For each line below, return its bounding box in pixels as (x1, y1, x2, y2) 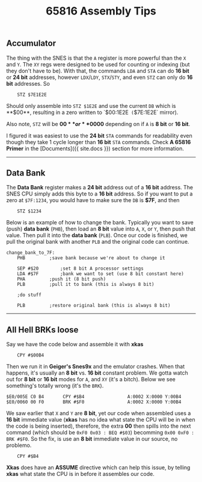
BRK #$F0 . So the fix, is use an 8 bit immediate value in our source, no (6, 436, 178, 443)
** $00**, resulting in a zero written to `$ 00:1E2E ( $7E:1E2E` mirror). (6, 109, 179, 116)
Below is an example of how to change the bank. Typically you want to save (6, 219, 194, 226)
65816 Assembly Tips (46, 4, 156, 18)
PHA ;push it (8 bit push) (17, 276, 106, 282)
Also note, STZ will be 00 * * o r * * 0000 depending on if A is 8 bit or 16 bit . (6, 120, 191, 127)
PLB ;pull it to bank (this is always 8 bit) (17, 282, 155, 288)
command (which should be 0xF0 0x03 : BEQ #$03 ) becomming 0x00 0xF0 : (6, 429, 194, 436)
